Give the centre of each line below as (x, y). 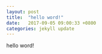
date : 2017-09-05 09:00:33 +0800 (51, 23)
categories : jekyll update (40, 28)
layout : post (23, 12)
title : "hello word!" (35, 17)
